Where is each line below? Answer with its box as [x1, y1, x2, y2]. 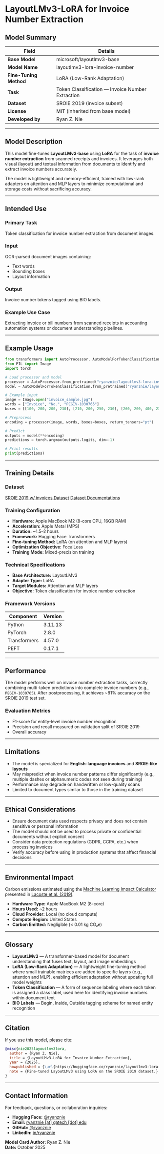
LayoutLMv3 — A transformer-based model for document [12, 953, 129, 959]
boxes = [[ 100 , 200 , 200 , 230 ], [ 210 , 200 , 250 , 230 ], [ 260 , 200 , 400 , [5, 406, 154, 411]
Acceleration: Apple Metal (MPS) [12, 524, 80, 529]
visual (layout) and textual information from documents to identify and [5, 161, 145, 167]
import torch [5, 366, 32, 371]
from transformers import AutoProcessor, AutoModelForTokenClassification [5, 357, 161, 362]
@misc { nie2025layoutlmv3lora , [5, 1046, 67, 1051]
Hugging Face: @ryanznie [12, 1114, 66, 1120]
